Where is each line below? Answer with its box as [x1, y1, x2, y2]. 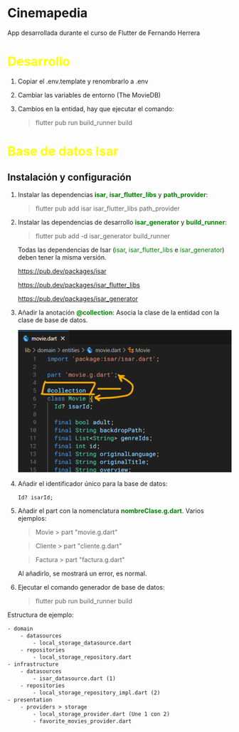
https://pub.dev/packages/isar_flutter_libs [17, 280, 140, 289]
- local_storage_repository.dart [33, 653, 132, 661]
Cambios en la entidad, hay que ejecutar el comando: [17, 105, 174, 113]
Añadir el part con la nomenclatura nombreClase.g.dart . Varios [17, 506, 204, 515]
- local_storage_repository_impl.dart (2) [33, 689, 161, 696]
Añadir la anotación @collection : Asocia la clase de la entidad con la [17, 308, 220, 317]
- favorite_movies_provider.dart [33, 717, 132, 725]
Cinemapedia [7, 5, 88, 21]
